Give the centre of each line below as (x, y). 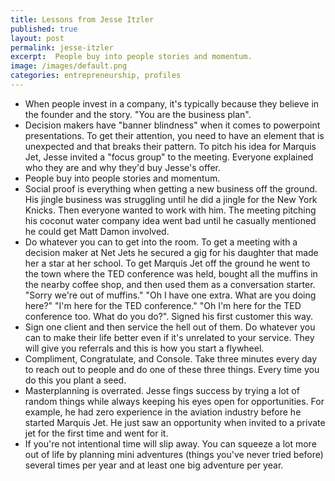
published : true (44, 29)
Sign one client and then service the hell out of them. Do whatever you (170, 327)
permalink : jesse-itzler (62, 47)
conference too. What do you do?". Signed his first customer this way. (168, 316)
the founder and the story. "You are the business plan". (138, 114)
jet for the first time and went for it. (96, 433)
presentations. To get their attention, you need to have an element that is (174, 135)
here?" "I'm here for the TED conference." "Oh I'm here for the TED (163, 305)
